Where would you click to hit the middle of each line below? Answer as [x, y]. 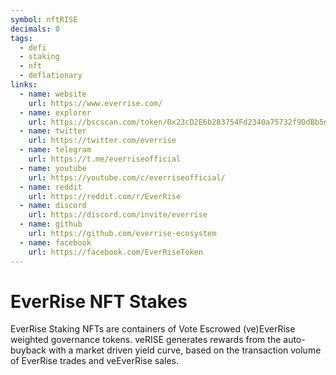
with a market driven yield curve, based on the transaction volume [185, 350]
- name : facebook [55, 242]
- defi [33, 47]
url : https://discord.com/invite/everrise [118, 215]
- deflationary [51, 76]
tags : [21, 38]
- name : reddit [51, 187]
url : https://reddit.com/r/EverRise [105, 196]
